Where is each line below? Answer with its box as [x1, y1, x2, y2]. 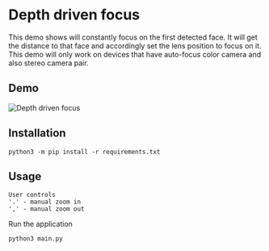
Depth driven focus [8, 6, 141, 24]
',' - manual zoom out [8, 205, 85, 213]
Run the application [8, 220, 73, 229]
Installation [8, 127, 66, 140]
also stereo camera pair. [8, 58, 89, 68]
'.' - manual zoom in [8, 198, 82, 207]
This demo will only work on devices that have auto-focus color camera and [8, 49, 262, 59]
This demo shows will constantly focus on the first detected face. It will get [8, 32, 258, 42]
